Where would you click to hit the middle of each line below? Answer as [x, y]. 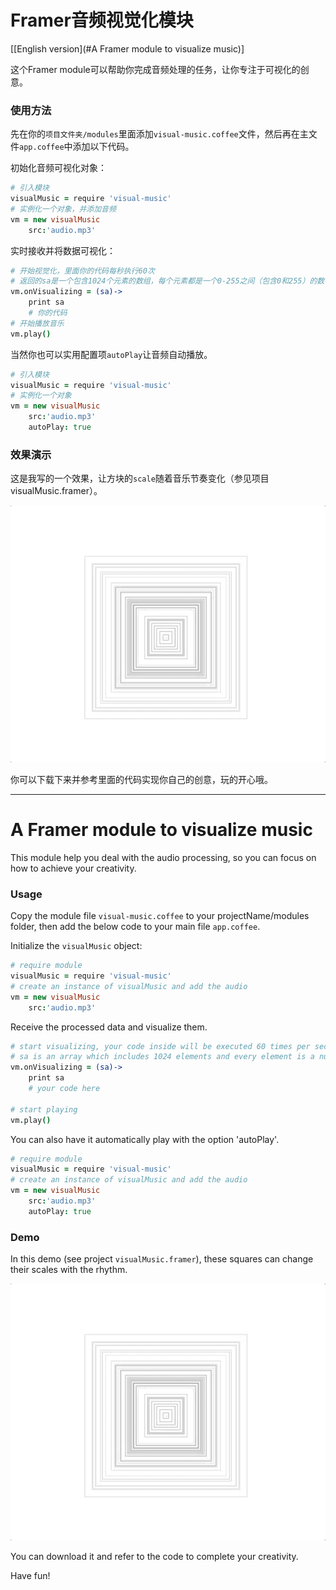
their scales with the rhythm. [69, 1270]
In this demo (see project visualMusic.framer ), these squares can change [162, 1259]
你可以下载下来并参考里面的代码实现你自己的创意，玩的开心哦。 [141, 779]
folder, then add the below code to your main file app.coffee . [135, 927]
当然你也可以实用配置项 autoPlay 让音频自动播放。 [111, 354]
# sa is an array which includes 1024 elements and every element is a [162, 1057]
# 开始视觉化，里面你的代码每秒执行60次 [82, 271]
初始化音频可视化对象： [58, 168]
